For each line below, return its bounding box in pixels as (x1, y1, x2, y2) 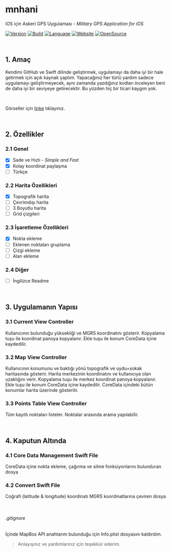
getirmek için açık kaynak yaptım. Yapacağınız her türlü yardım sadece (5, 74, 154, 81)
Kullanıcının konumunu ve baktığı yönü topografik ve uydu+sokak (5, 365, 142, 371)
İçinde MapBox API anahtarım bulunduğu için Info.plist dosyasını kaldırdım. (5, 531, 162, 537)
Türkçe (12, 168, 28, 175)
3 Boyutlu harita (12, 205, 46, 211)
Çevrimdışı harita (12, 199, 48, 205)
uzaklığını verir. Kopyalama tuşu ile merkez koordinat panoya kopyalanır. (5, 376, 157, 383)
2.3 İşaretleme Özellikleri (5, 224, 69, 231)
